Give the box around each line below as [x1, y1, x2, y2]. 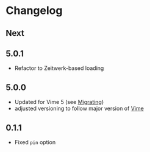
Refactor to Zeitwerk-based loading [14, 64, 104, 72]
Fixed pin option [14, 139, 56, 146]
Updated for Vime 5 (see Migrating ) [14, 98, 104, 106]
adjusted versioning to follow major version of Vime [14, 105, 144, 112]
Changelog [5, 4, 63, 18]
